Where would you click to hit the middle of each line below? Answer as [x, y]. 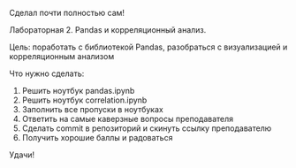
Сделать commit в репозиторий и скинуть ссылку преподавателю [147, 128]
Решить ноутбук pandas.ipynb [78, 91]
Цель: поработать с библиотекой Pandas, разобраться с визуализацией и [148, 47]
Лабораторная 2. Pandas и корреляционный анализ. [108, 30]
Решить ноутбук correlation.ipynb [84, 100]
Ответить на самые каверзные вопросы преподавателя [128, 119]
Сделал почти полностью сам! [67, 13]
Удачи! [22, 155]
